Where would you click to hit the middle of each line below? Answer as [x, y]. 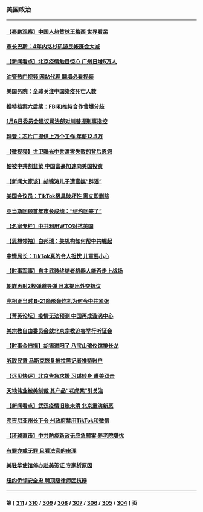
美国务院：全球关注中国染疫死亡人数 [51, 91]
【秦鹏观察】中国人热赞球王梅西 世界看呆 [57, 31]
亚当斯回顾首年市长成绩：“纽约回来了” [54, 211]
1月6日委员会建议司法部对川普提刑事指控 [57, 122]
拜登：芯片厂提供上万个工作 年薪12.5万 [55, 137]
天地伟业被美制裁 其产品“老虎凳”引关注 [55, 390]
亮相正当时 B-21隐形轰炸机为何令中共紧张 [58, 301]
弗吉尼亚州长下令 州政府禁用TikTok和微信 [58, 421]
